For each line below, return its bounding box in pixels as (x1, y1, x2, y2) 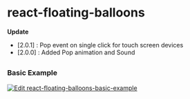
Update (7, 27, 29, 36)
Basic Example (7, 68, 57, 78)
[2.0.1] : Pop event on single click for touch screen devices (17, 41, 184, 49)
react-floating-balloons (7, 5, 145, 21)
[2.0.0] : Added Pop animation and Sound (17, 48, 135, 56)
